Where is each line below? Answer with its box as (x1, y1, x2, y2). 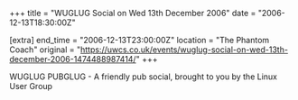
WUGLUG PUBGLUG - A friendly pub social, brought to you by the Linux (9, 71, 278, 82)
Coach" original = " (9, 44, 81, 55)
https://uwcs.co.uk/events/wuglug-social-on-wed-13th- (79, 44, 289, 55)
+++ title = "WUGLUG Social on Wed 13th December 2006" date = (9, 8, 256, 18)
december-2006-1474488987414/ (9, 54, 137, 64)
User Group (9, 81, 52, 91)
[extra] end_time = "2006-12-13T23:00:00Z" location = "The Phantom (9, 35, 270, 45)
